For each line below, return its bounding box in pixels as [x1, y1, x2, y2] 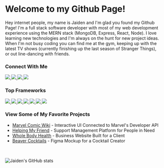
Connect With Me [5, 63, 48, 70]
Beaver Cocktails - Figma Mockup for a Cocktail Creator [12, 138, 126, 144]
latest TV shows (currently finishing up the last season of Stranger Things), [5, 46, 157, 51]
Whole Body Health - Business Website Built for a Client [12, 132, 125, 138]
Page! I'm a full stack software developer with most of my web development [5, 24, 159, 30]
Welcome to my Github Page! [5, 3, 126, 15]
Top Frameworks [5, 87, 46, 94]
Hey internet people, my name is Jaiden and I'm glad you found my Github [5, 20, 155, 25]
